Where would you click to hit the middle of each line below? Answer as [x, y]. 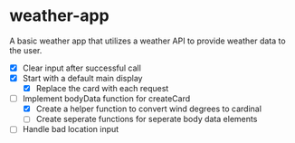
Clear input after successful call [82, 68]
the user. [26, 50]
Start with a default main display [82, 78]
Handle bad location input [71, 129]
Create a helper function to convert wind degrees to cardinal [149, 109]
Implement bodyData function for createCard [106, 99]
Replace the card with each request [102, 89]
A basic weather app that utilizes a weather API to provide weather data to [148, 41]
